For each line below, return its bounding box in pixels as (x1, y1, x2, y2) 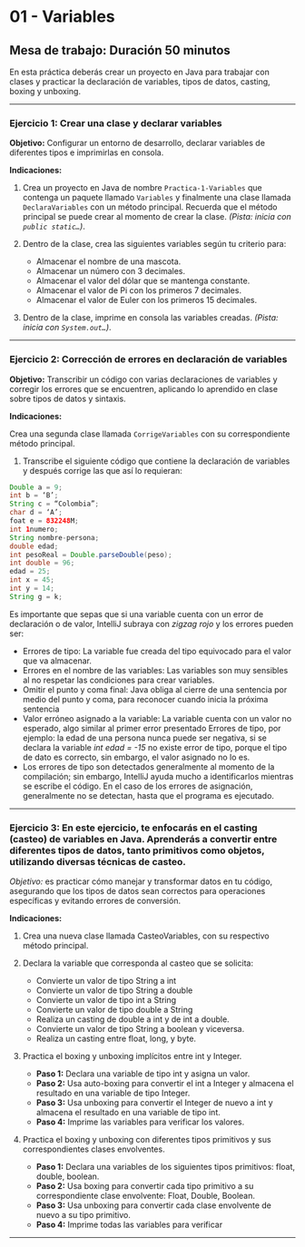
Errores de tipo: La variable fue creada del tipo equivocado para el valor (22, 645, 292, 656)
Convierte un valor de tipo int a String (35, 995, 177, 1006)
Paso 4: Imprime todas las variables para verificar (35, 1219, 223, 1231)
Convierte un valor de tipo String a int (35, 976, 177, 987)
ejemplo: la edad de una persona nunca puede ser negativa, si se (22, 732, 268, 743)
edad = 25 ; (9, 567, 51, 576)
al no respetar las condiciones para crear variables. (22, 674, 215, 685)
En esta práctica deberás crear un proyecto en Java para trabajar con (9, 66, 270, 77)
